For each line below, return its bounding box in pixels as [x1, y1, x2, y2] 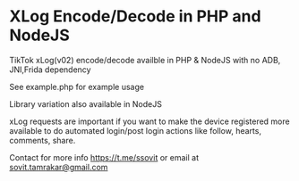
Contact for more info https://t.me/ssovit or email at [9, 152, 200, 162]
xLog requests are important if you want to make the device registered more [9, 116, 290, 127]
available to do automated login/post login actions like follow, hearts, [9, 125, 262, 136]
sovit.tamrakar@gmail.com [9, 161, 108, 172]
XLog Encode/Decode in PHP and [9, 6, 261, 27]
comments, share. [9, 135, 76, 145]
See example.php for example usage [9, 81, 145, 92]
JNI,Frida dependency [9, 64, 91, 75]
